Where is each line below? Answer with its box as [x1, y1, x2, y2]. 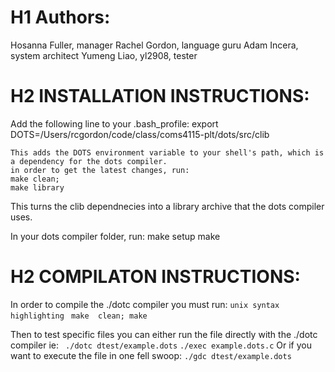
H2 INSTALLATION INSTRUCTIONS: [10, 85, 310, 108]
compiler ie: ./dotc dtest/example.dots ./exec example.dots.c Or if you [10, 339, 312, 351]
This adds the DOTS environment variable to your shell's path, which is [10, 147, 325, 158]
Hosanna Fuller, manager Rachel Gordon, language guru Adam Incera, [10, 39, 299, 51]
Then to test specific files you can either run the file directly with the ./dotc [10, 328, 318, 340]
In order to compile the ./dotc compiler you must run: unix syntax [10, 298, 280, 310]
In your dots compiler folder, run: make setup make [10, 230, 221, 242]
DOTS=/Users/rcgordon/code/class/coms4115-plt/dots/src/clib [10, 128, 270, 140]
